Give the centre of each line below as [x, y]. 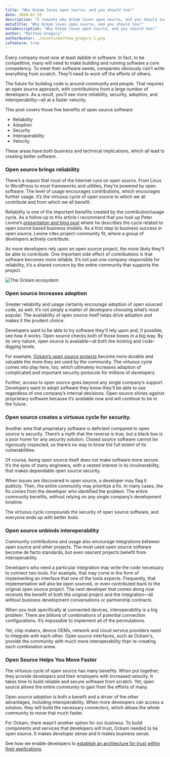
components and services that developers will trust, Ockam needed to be [82, 728]
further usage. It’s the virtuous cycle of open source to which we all [75, 197]
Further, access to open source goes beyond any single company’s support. [84, 383]
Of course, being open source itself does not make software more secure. [82, 460]
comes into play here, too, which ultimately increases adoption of [73, 367]
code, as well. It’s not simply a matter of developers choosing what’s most [82, 310]
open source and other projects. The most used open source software [78, 547]
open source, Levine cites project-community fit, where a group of [75, 234]
